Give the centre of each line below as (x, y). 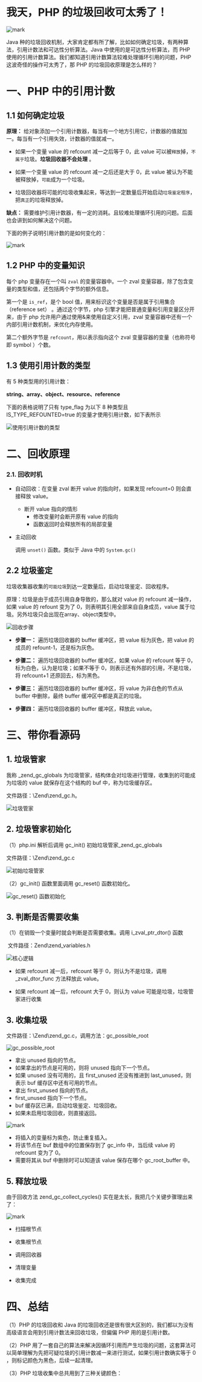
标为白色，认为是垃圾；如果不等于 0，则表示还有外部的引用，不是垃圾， (105, 667)
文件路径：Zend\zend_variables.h (49, 945)
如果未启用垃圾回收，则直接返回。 (57, 1113)
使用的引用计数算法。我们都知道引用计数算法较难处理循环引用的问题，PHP (99, 57)
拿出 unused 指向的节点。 (47, 1060)
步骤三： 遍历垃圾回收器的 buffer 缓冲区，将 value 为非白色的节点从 (99, 688)
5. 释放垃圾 (27, 1181)
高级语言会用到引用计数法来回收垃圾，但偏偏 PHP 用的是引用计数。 (90, 1332)
